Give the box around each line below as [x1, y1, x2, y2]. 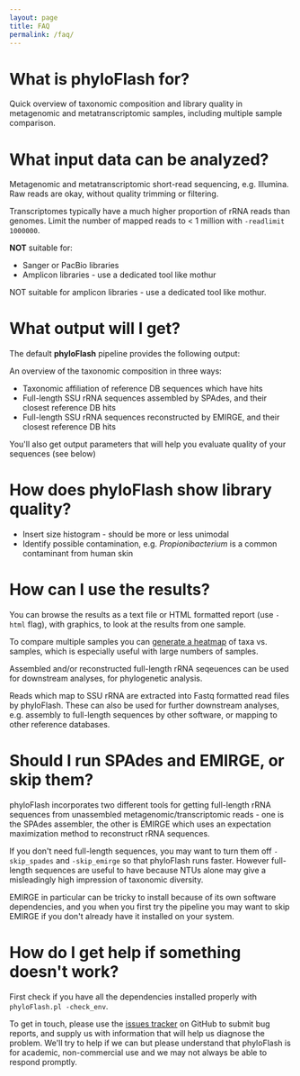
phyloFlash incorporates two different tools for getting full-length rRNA [9, 800, 271, 810]
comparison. [9, 118, 57, 129]
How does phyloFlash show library [9, 480, 272, 501]
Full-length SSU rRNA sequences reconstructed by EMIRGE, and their [22, 411, 280, 423]
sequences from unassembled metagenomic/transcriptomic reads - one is [9, 809, 285, 819]
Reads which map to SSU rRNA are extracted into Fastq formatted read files [9, 691, 290, 701]
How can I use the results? [9, 580, 211, 600]
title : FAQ [9, 22, 50, 31]
